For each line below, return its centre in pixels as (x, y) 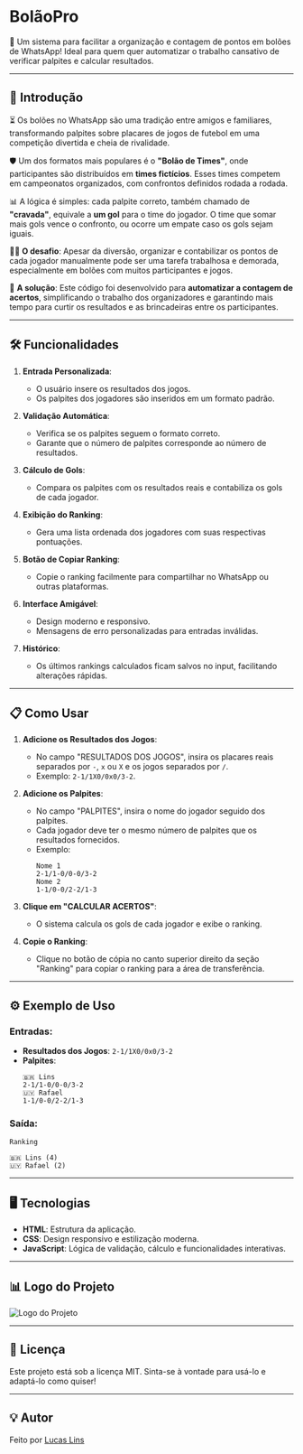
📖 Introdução (46, 98)
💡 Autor (32, 1418)
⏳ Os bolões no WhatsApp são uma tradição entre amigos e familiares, (141, 120)
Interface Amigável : (60, 603)
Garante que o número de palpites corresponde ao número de (151, 443)
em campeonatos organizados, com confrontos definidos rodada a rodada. (149, 183)
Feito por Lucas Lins (47, 1440)
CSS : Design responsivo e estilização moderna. (111, 1239)
